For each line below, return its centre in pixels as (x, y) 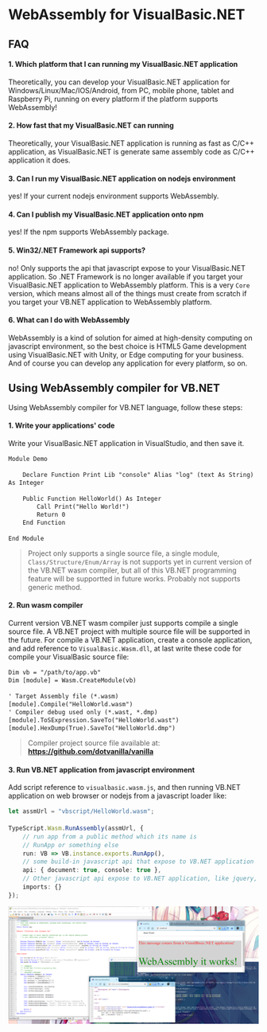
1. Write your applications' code (62, 426)
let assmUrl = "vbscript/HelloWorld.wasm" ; (81, 811)
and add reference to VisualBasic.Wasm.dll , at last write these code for (125, 649)
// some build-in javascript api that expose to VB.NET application (138, 862)
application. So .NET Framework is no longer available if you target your (126, 276)
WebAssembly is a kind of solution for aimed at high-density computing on (130, 338)
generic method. (54, 587)
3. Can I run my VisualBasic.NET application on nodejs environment (122, 178)
